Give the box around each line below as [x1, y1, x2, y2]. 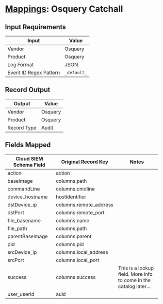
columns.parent [55, 233, 92, 240]
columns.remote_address [55, 201, 114, 208]
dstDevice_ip [7, 201, 37, 208]
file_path [7, 225, 28, 232]
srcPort [7, 257, 24, 264]
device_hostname [7, 193, 48, 200]
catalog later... [118, 283, 151, 289]
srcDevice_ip [7, 248, 37, 255]
